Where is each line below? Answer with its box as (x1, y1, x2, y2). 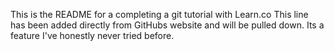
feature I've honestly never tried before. (10, 30, 175, 41)
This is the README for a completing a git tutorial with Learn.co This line (10, 9, 309, 20)
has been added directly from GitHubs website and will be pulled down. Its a (10, 19, 325, 31)
